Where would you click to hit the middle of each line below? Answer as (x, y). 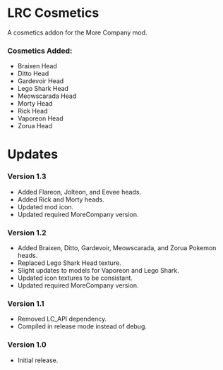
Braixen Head (37, 66)
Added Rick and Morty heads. (61, 199)
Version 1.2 (27, 233)
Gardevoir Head (41, 81)
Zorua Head (35, 126)
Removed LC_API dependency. (62, 319)
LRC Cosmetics (53, 13)
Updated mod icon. (46, 206)
